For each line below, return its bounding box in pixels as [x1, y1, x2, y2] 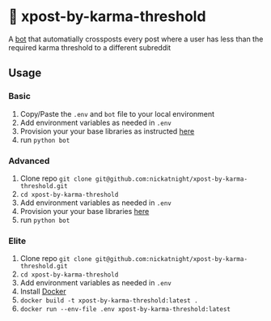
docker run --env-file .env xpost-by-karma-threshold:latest [19, 306, 231, 314]
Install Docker [19, 287, 66, 297]
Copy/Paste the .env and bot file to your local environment [19, 109, 215, 118]
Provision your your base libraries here [19, 206, 150, 216]
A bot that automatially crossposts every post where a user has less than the [8, 34, 264, 44]
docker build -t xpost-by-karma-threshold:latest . [19, 297, 198, 305]
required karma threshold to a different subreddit [8, 42, 171, 52]
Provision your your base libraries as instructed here [19, 126, 195, 136]
